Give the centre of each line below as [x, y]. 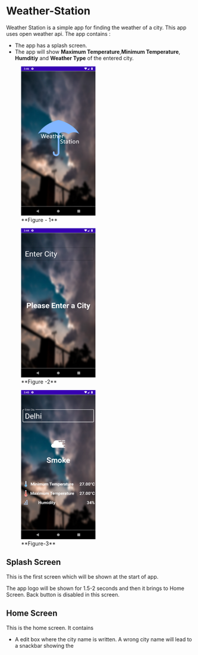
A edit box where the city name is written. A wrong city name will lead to [103, 639]
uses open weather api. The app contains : [59, 33]
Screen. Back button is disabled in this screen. [63, 594]
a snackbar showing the [44, 645]
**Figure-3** [38, 543]
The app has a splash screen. [51, 45]
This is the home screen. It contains [50, 628]
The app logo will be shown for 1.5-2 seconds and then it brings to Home [95, 588]
